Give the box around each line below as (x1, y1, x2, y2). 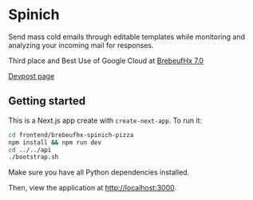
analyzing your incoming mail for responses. (8, 40, 154, 49)
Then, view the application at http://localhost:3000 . (8, 183, 177, 193)
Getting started (8, 94, 86, 108)
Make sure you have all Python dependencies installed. (8, 167, 190, 177)
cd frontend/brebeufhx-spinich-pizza (8, 131, 134, 139)
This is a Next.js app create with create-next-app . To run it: (8, 116, 202, 125)
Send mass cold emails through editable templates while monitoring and (8, 32, 246, 41)
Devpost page (8, 71, 55, 80)
